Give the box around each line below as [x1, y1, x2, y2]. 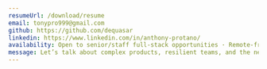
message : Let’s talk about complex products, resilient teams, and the [8, 48, 250, 56]
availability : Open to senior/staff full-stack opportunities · [8, 41, 226, 49]
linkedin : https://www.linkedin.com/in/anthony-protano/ [8, 33, 201, 42]
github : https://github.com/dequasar [8, 26, 133, 34]
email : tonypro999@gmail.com [8, 19, 105, 27]
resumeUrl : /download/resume [8, 11, 105, 20]
